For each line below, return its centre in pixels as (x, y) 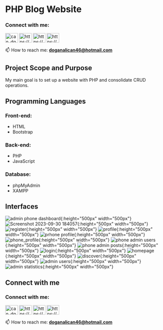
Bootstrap (23, 131)
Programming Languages (46, 101)
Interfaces (22, 206)
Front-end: (19, 115)
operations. (17, 85)
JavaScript (24, 161)
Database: (18, 174)
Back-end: (18, 145)
